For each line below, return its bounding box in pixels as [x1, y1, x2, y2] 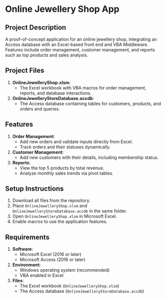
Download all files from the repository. [12, 198, 91, 203]
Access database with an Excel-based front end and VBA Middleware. [5, 42, 149, 48]
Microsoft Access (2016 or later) [19, 256, 86, 263]
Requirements [5, 233, 50, 241]
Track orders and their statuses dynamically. [19, 144, 111, 149]
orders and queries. [19, 105, 60, 112]
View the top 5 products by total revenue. [19, 165, 105, 171]
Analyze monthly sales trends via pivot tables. [19, 170, 114, 176]
